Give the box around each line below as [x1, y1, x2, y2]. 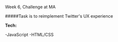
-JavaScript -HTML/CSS [5, 32, 54, 37]
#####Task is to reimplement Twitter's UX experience [5, 13, 113, 19]
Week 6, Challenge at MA [5, 4, 56, 10]
